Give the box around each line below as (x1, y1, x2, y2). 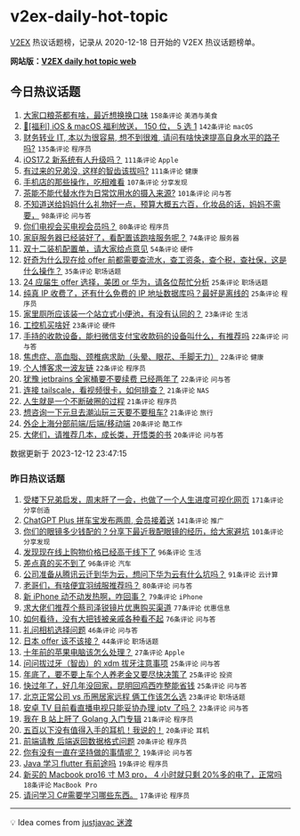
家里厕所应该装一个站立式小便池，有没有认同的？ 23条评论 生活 (22, 308, 248, 319)
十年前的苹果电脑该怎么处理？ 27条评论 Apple (22, 647, 185, 658)
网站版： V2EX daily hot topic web (10, 55, 137, 66)
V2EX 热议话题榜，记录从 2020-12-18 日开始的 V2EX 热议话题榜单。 (10, 37, 261, 47)
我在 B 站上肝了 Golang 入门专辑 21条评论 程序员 (22, 714, 194, 725)
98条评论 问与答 (40, 211, 92, 220)
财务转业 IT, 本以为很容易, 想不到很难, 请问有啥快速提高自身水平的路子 (22, 132, 280, 142)
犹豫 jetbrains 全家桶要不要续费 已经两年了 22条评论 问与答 (22, 373, 231, 384)
